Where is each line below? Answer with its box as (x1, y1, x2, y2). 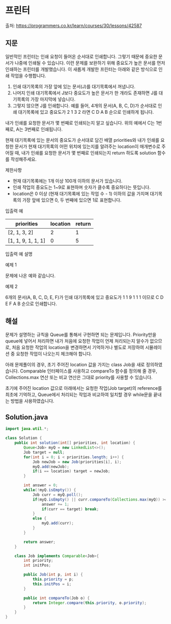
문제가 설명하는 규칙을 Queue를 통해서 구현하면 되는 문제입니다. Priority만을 (5, 331, 157, 337)
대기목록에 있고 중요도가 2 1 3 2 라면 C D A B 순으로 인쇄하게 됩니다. (18, 109, 154, 115)
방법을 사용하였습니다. (10, 397, 54, 404)
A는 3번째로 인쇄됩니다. (16, 126, 63, 132)
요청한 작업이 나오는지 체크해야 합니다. (16, 351, 93, 357)
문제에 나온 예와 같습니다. (5, 272, 56, 279)
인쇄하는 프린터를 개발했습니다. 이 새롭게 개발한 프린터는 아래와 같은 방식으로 (5, 66, 158, 72)
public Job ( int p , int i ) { (23, 572, 83, 577)
